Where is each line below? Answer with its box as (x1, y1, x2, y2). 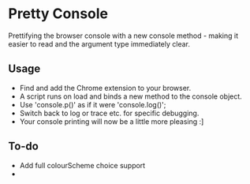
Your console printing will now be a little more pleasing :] (19, 116, 204, 126)
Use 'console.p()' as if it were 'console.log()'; (19, 100, 166, 109)
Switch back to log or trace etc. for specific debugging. (19, 108, 200, 118)
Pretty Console (8, 5, 109, 23)
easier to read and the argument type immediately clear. (8, 39, 191, 48)
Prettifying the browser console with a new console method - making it (8, 31, 239, 40)
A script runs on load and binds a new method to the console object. (19, 92, 242, 101)
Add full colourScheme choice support (19, 160, 146, 170)
